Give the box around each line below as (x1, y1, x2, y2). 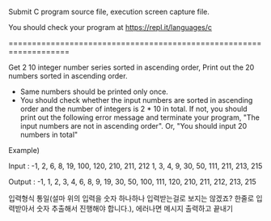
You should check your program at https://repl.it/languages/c (8, 23, 213, 32)
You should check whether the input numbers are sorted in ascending (19, 96, 253, 104)
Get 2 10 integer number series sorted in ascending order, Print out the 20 (8, 62, 255, 72)
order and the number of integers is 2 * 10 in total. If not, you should (19, 104, 248, 113)
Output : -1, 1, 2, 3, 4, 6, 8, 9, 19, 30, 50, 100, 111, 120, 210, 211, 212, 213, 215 (8, 177, 256, 186)
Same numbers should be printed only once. (19, 87, 168, 96)
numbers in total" (19, 130, 78, 139)
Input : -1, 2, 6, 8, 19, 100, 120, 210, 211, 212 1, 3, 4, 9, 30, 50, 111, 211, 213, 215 (8, 161, 263, 171)
